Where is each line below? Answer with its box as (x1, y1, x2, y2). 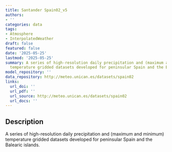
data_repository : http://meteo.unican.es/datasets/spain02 (5, 74, 134, 80)
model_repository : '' (5, 70, 52, 75)
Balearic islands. (5, 142, 40, 148)
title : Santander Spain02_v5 (5, 7, 68, 13)
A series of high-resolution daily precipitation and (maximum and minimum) (5, 131, 164, 137)
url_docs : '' (10, 98, 38, 103)
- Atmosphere (5, 31, 33, 36)
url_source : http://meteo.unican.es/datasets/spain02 (10, 93, 127, 99)
